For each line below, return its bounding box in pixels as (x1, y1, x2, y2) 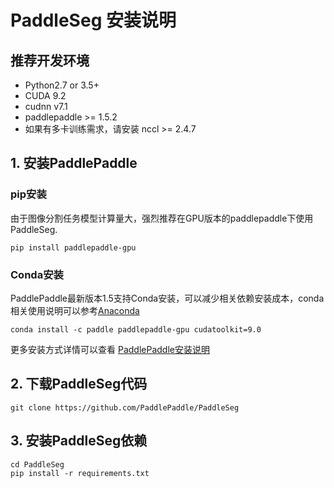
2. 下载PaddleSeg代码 (10, 376, 148, 393)
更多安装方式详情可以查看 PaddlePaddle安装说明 (10, 343, 210, 355)
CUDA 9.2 (24, 90, 67, 101)
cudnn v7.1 (24, 101, 68, 112)
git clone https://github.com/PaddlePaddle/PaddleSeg (10, 402, 240, 413)
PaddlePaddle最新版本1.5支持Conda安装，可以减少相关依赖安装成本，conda (10, 292, 325, 304)
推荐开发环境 (10, 52, 90, 69)
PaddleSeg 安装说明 (10, 9, 177, 32)
